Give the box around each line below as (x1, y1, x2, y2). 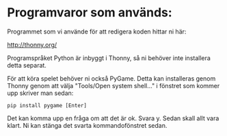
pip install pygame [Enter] (7, 102, 88, 109)
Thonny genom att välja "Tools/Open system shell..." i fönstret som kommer (7, 81, 220, 90)
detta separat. (7, 61, 46, 69)
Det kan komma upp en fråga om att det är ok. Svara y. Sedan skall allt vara (7, 114, 219, 122)
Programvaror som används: (7, 5, 172, 21)
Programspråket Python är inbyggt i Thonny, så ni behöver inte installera (7, 53, 211, 62)
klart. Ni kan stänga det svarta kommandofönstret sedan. (7, 121, 168, 129)
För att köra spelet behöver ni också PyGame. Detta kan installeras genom (7, 74, 216, 83)
